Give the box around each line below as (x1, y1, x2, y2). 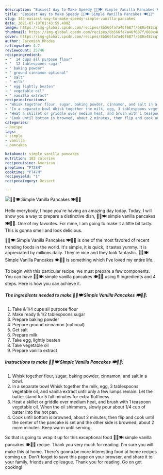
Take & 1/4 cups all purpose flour (12, 306, 78, 312)
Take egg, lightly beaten (12, 337, 61, 343)
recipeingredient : (5, 52, 42, 57)
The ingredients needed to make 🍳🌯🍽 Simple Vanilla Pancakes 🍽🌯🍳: (5, 292, 148, 298)
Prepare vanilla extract (12, 347, 57, 353)
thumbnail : (5, 30, 27, 35)
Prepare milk (12, 332, 38, 338)
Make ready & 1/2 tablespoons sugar (12, 311, 85, 317)
